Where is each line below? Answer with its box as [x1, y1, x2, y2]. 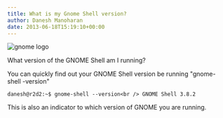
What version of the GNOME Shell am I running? [7, 56, 146, 65]
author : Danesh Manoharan [7, 17, 83, 24]
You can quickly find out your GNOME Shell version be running [7, 70, 189, 78]
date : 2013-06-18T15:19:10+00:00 [7, 23, 105, 30]
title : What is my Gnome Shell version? [7, 10, 128, 18]
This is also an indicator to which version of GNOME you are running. [7, 103, 207, 112]
